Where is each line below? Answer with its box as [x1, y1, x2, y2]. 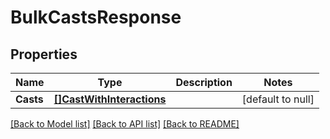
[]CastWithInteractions [53, 92, 167, 106]
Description [175, 76, 233, 89]
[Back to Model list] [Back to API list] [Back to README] [10, 118, 240, 130]
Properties [10, 46, 78, 63]
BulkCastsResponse [10, 6, 182, 29]
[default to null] [241, 92, 315, 106]
